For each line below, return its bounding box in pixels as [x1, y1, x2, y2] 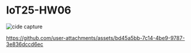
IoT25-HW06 [6, 4, 72, 17]
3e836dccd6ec [6, 41, 43, 48]
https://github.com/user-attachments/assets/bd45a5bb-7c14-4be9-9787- [6, 34, 185, 41]
